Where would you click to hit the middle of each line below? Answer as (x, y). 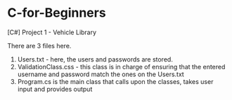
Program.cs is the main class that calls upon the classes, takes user (115, 81)
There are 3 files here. (39, 45)
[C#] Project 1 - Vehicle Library (52, 32)
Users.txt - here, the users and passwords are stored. (95, 59)
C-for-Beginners (57, 13)
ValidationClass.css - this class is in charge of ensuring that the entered (121, 66)
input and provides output (55, 89)
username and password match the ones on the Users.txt (101, 74)
